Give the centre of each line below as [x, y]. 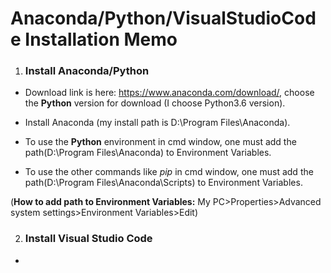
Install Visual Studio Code [88, 239]
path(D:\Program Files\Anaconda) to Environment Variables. [148, 153]
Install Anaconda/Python [87, 71]
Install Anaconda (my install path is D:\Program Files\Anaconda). [157, 123]
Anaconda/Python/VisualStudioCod [163, 18]
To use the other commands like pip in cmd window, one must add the [169, 172]
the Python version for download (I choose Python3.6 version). [155, 103]
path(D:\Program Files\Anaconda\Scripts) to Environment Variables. [163, 183]
